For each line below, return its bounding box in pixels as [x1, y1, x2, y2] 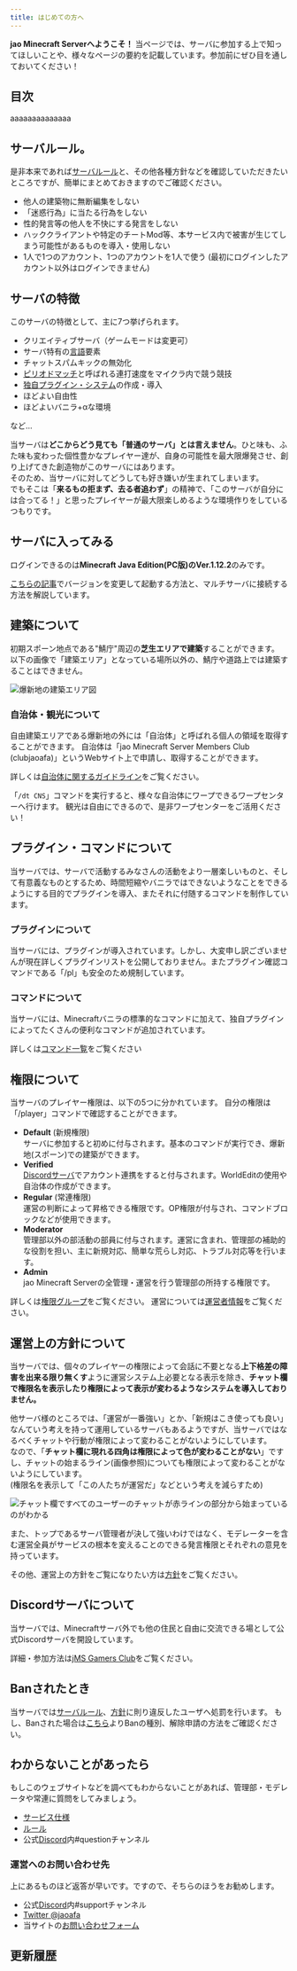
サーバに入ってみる [10, 534, 114, 550]
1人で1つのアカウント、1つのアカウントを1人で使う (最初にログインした [22, 252, 281, 262]
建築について [10, 618, 80, 633]
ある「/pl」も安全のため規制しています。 [40, 967, 189, 978]
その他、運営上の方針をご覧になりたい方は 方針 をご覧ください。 [10, 1569, 242, 1580]
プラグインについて [10, 923, 92, 935]
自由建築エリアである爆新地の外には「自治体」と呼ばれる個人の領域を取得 [10, 730, 281, 740]
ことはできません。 [17, 665, 88, 676]
